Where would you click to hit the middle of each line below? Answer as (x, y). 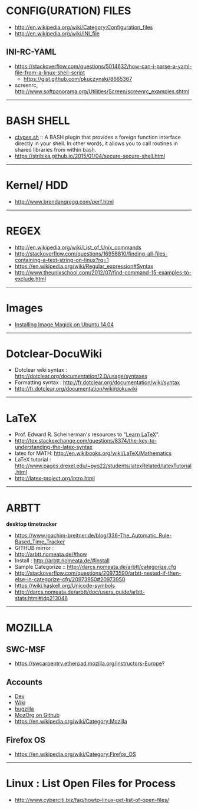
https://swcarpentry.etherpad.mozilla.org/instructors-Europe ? (90, 664)
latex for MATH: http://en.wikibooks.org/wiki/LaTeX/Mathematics (93, 453)
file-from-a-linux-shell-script (50, 73)
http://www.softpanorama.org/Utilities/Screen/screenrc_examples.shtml (102, 91)
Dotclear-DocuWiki (54, 354)
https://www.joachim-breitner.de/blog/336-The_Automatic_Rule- (93, 536)
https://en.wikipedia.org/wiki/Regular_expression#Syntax (84, 266)
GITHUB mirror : (34, 548)
